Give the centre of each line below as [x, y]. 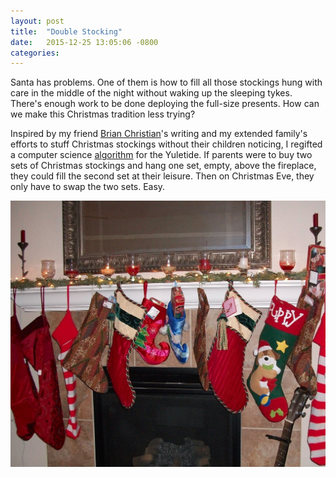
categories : [35, 53]
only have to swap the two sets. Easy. [88, 187]
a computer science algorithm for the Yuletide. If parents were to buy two [161, 155]
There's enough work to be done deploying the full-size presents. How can [165, 104]
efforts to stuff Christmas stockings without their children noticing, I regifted [166, 144]
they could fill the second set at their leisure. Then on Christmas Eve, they [162, 176]
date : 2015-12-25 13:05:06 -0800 [84, 42]
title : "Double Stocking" [66, 31]
